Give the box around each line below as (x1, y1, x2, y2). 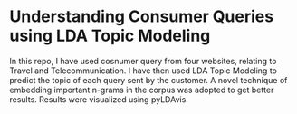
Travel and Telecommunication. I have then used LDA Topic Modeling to (9, 65, 278, 76)
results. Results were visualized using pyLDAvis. (9, 93, 188, 105)
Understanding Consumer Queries (9, 6, 274, 27)
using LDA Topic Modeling (9, 25, 211, 46)
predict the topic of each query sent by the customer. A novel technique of (9, 74, 288, 85)
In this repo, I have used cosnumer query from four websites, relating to (9, 55, 277, 66)
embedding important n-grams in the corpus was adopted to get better (9, 84, 274, 95)
